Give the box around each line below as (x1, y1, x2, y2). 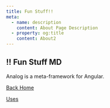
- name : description (11, 19, 61, 25)
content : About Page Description (16, 25, 98, 31)
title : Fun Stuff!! (6, 8, 54, 15)
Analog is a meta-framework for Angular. (6, 72, 105, 79)
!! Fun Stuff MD (6, 57, 62, 67)
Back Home (6, 84, 34, 91)
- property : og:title (11, 30, 64, 36)
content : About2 (16, 36, 57, 41)
